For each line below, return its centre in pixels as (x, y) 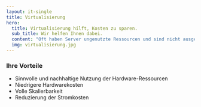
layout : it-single (29, 12)
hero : (13, 23)
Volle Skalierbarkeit (39, 91)
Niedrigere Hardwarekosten (49, 85)
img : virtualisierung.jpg (44, 45)
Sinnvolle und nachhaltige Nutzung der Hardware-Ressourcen (92, 78)
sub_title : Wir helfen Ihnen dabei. (57, 34)
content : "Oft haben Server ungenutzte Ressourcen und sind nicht (96, 39)
